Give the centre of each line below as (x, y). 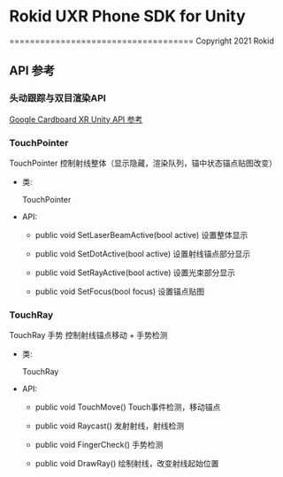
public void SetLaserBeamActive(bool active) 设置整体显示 (141, 235)
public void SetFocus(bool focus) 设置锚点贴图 (120, 291)
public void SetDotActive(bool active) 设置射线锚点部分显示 (143, 253)
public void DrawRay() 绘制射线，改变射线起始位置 (127, 464)
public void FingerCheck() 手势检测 (99, 445)
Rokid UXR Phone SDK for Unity (127, 16)
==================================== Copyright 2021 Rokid (141, 41)
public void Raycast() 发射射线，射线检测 (109, 426)
